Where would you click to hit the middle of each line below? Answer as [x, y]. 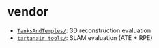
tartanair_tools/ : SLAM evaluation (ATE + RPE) [85, 37]
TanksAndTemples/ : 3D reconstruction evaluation [84, 30]
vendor [28, 12]
